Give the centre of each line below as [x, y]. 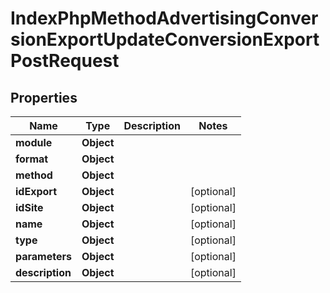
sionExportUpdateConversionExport [165, 39]
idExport [36, 191]
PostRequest [65, 61]
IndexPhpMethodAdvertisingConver [164, 18]
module [34, 142]
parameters [43, 256]
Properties [44, 97]
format [32, 159]
